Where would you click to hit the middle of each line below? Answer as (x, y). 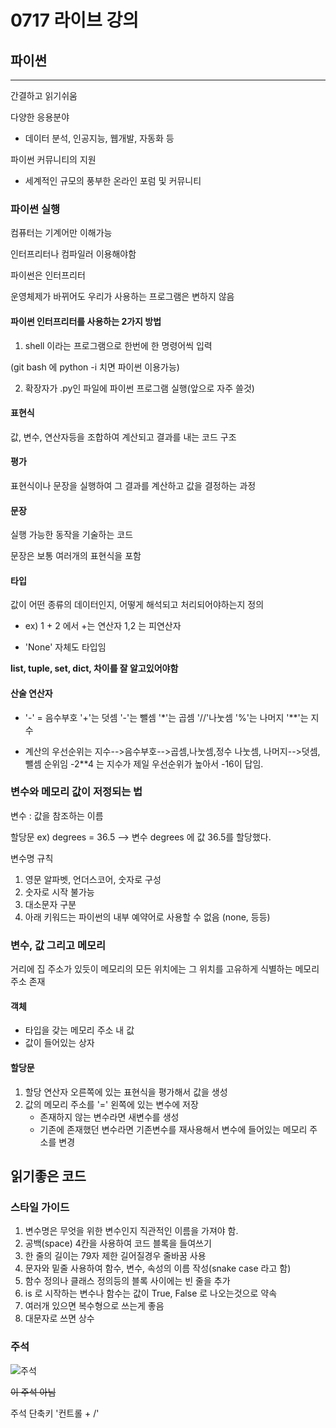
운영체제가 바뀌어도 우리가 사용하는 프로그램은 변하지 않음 (122, 297)
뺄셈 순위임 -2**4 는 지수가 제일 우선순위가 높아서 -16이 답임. (144, 763)
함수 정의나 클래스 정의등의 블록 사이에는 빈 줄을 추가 (127, 1281)
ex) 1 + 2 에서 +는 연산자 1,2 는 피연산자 (103, 626)
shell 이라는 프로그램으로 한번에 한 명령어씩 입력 (118, 345)
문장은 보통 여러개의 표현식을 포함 (76, 556)
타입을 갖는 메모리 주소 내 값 (79, 1030)
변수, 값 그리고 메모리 (58, 945)
